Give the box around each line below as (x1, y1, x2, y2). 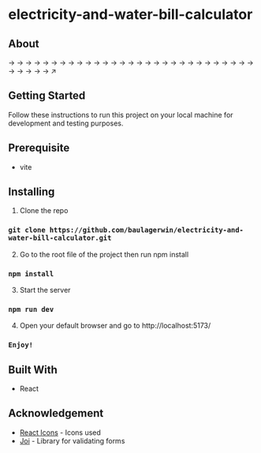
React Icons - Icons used (19, 428, 101, 437)
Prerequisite (8, 141, 70, 155)
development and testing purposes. (8, 118, 124, 128)
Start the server (19, 286, 71, 295)
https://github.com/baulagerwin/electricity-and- (49, 226, 244, 234)
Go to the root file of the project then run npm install (19, 249, 189, 259)
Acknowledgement (8, 406, 104, 420)
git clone (8, 226, 46, 234)
